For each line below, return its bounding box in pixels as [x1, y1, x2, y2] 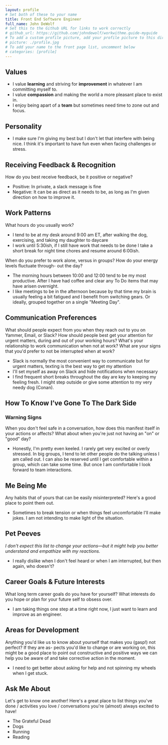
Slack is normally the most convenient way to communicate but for [12, 357, 150, 363]
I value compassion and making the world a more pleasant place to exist [12, 92, 162, 98]
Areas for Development [5, 626, 79, 634]
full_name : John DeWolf [5, 21, 55, 27]
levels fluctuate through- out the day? [5, 262, 83, 268]
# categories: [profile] [5, 49, 57, 54]
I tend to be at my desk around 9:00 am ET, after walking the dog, [12, 231, 148, 238]
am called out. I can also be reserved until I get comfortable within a [12, 456, 152, 462]
